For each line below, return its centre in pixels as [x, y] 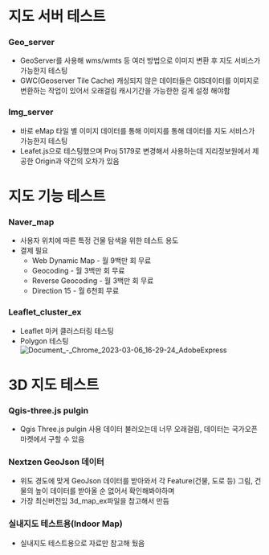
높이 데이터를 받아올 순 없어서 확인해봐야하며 [105, 491]
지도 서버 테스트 [57, 16]
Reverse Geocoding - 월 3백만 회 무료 [93, 281]
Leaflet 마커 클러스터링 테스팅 [67, 331]
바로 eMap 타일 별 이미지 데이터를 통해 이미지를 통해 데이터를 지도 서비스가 [137, 130]
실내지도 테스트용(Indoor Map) [65, 524]
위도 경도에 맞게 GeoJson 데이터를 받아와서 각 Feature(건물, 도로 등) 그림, [136, 481]
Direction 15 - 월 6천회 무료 [75, 291]
